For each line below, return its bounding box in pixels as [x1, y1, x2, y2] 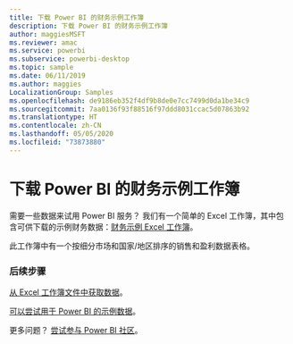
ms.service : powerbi [9, 46, 87, 55]
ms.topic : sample [9, 63, 74, 72]
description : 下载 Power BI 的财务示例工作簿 [9, 21, 168, 30]
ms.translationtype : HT [9, 113, 98, 122]
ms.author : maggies [9, 80, 82, 88]
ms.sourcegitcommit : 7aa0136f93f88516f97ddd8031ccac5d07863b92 [9, 105, 250, 113]
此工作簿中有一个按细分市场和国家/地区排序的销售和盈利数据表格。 [9, 240, 255, 251]
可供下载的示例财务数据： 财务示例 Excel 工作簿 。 [16, 221, 198, 232]
